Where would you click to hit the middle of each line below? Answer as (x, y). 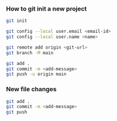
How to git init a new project (47, 9)
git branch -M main (30, 53)
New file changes (31, 89)
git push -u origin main (36, 74)
